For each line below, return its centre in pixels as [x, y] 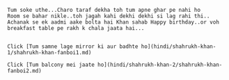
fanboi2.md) [24, 71]
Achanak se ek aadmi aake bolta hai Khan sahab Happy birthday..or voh [113, 22]
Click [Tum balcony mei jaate [51, 65]
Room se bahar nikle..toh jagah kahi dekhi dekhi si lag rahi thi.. [109, 16]
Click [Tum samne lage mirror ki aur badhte [73, 47]
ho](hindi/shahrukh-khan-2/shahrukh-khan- [160, 65]
